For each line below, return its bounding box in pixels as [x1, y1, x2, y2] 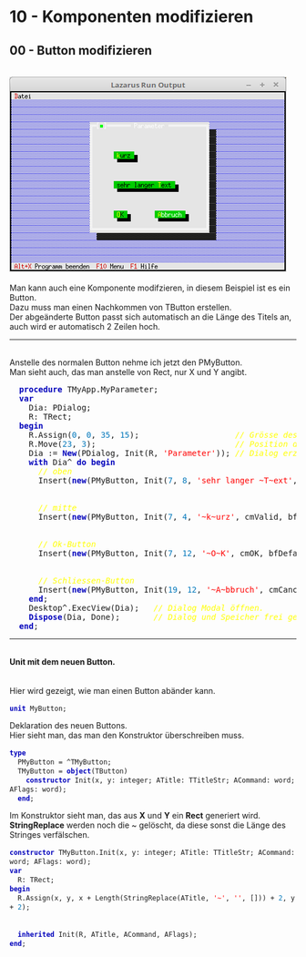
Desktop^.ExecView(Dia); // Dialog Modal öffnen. [28, 603, 264, 613]
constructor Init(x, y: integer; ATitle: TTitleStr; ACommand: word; [25, 776, 296, 785]
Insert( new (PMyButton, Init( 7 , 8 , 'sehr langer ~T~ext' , [37, 475, 298, 485]
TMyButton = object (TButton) [17, 767, 128, 776]
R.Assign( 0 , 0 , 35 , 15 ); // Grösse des [28, 430, 298, 440]
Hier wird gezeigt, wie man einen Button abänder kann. [9, 686, 216, 696]
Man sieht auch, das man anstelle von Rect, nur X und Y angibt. [9, 367, 248, 377]
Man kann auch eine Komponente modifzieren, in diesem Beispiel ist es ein [9, 282, 291, 293]
